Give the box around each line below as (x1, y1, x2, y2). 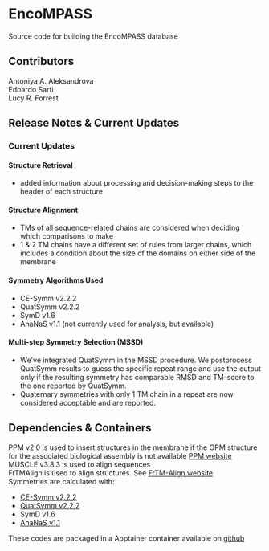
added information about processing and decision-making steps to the (19, 178, 254, 188)
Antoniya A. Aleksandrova (8, 76, 94, 85)
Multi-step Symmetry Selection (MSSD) (8, 337, 144, 347)
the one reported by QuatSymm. (19, 381, 127, 390)
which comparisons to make (19, 231, 114, 241)
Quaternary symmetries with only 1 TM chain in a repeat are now (19, 389, 234, 398)
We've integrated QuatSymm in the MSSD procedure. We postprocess (19, 355, 253, 365)
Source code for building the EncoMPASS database (8, 31, 178, 41)
